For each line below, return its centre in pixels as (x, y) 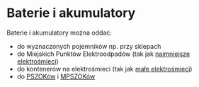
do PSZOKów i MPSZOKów (56, 76)
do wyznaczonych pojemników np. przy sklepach (89, 46)
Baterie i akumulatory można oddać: (59, 33)
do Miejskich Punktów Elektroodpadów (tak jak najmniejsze (103, 54)
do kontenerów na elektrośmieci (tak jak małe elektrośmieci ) (104, 69)
